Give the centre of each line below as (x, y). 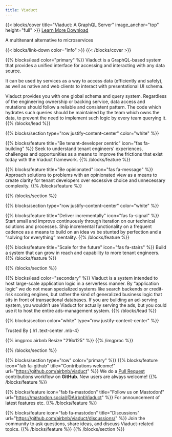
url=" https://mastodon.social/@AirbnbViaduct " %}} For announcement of (83, 397)
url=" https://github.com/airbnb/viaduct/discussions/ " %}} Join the (75, 418)
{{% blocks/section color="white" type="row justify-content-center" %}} (82, 320)
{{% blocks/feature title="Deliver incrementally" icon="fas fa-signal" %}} (82, 215)
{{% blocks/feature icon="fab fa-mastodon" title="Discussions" (72, 412)
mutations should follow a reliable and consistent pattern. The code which (83, 107)
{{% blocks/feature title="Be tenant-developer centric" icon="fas (74, 143)
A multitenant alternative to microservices (49, 40)
